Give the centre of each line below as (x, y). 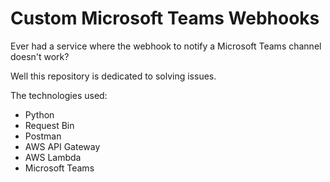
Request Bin (49, 125)
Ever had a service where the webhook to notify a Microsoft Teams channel (166, 46)
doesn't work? (40, 56)
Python (39, 114)
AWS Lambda (53, 157)
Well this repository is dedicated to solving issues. (113, 76)
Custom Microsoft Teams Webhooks (165, 18)
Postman (43, 136)
